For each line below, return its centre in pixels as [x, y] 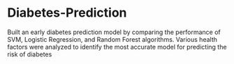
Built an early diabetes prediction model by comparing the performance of [114, 32]
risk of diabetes [30, 54]
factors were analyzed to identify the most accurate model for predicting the [117, 47]
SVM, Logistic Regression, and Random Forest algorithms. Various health [112, 39]
